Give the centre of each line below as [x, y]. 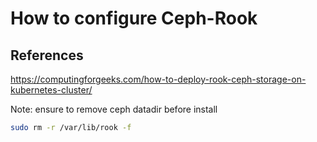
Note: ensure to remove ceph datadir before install [114, 109]
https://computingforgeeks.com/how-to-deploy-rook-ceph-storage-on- [158, 79]
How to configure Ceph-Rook [134, 18]
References [47, 55]
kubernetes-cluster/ [51, 90]
